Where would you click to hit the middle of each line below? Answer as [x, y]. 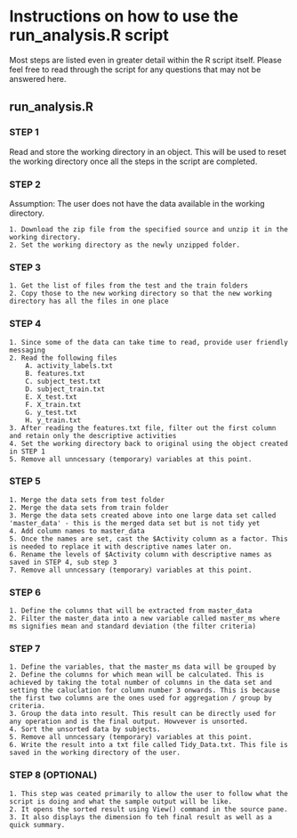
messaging [28, 350]
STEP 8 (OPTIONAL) [53, 775]
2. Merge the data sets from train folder [89, 508]
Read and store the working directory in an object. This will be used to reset [148, 151]
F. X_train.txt [53, 404]
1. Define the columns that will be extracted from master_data [131, 611]
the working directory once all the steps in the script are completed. [133, 161]
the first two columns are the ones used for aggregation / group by [141, 698]
